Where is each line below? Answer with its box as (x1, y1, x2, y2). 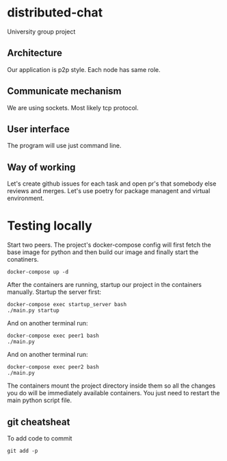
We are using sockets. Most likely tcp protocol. (7, 103, 139, 112)
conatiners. (7, 256, 39, 264)
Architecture (7, 47, 63, 59)
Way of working (7, 161, 76, 173)
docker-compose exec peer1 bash (7, 332, 99, 340)
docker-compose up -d (7, 269, 69, 275)
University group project (7, 27, 76, 36)
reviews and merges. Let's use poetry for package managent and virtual (7, 187, 211, 195)
